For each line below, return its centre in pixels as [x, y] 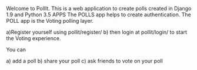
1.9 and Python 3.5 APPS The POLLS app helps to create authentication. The [98, 15]
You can [16, 50]
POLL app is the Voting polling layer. [50, 21]
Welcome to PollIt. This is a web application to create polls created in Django [99, 8]
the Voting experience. [34, 38]
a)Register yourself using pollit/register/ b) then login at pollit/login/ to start [96, 32]
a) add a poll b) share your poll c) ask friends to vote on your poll [84, 61]
